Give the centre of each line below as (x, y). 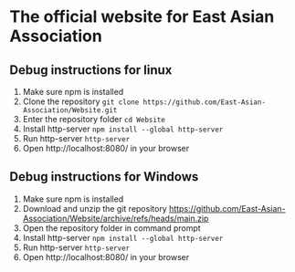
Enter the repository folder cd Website (94, 119)
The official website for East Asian (142, 17)
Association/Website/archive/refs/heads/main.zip (116, 218)
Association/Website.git (70, 110)
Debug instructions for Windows (104, 177)
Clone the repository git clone (81, 101)
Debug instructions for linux (91, 70)
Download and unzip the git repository (95, 208)
